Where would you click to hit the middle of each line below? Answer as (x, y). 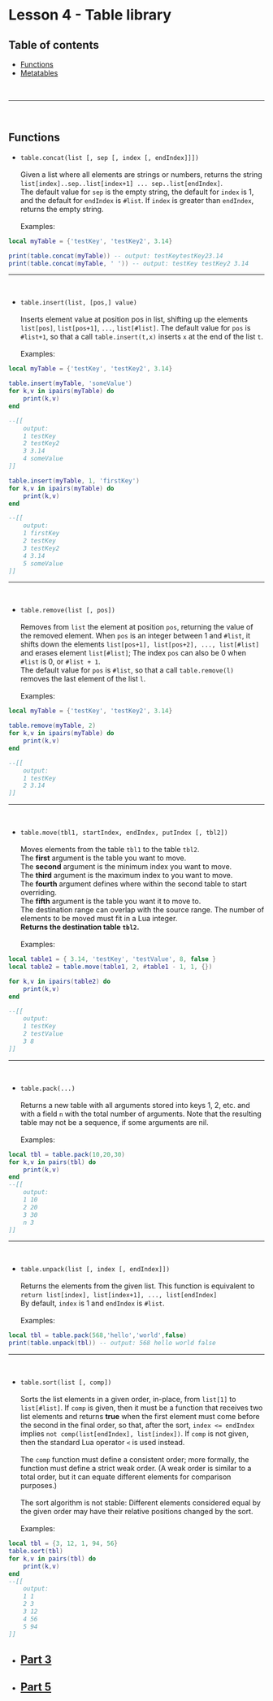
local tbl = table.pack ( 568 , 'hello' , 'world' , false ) (97, 1335)
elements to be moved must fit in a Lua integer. (99, 919)
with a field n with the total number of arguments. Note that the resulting (141, 1114)
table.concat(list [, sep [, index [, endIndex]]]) (109, 158)
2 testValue (43, 1034)
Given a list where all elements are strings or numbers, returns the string (141, 174)
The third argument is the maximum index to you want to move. (126, 876)
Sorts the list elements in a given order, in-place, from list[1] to (128, 1400)
